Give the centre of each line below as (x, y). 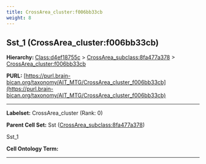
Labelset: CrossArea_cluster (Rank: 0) (55, 113)
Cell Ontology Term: (32, 149)
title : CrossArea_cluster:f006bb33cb (55, 12)
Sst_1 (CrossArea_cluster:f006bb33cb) (83, 43)
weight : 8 (19, 18)
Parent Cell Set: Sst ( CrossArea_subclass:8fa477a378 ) (76, 125)
